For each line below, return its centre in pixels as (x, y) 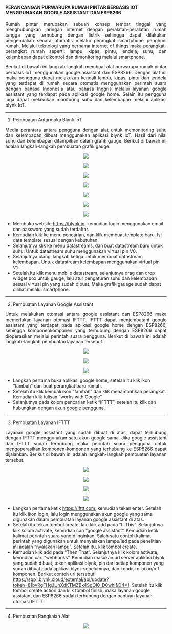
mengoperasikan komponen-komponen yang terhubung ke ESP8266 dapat (86, 449)
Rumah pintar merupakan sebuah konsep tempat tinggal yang (86, 24)
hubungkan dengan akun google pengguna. (59, 408)
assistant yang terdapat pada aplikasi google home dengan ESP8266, (86, 325)
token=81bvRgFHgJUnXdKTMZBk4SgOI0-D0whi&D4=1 (71, 585)
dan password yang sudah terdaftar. (51, 230)
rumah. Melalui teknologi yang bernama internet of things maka (73, 46)
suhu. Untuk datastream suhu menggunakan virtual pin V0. (75, 251)
